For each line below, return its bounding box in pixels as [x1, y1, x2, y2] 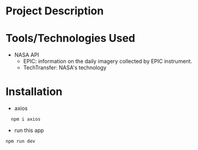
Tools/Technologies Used [5, 32, 136, 45]
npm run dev [5, 139, 35, 145]
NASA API [14, 51, 39, 59]
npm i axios [11, 117, 41, 123]
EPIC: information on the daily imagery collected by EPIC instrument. [23, 58, 193, 65]
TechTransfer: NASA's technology [23, 64, 107, 71]
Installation [5, 85, 63, 99]
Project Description [5, 4, 104, 18]
